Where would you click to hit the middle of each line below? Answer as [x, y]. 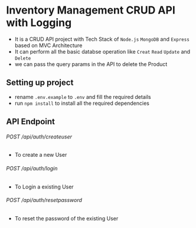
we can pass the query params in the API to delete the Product [91, 64]
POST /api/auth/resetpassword [44, 200]
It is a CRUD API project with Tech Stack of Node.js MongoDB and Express [102, 39]
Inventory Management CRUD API [91, 10]
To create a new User [41, 155]
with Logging [39, 23]
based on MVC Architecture [48, 45]
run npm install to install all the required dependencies [82, 103]
